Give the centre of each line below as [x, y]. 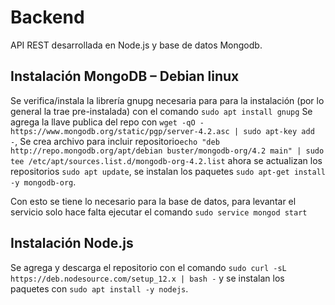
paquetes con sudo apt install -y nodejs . [99, 288]
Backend [47, 17]
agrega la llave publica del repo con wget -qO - [107, 122]
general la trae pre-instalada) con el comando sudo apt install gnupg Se [161, 111]
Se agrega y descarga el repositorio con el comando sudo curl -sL [148, 267]
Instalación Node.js [72, 243]
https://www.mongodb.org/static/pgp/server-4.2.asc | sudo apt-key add [162, 131]
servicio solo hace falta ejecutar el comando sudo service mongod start [159, 212]
